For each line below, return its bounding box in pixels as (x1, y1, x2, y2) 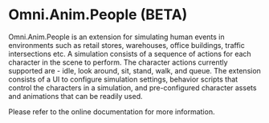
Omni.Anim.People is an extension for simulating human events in (8, 32, 225, 42)
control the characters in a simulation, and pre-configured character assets (8, 82, 257, 93)
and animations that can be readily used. (8, 91, 143, 101)
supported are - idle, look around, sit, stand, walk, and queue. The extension (8, 65, 261, 75)
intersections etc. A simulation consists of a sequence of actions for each (8, 49, 251, 58)
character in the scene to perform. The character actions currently (8, 58, 228, 67)
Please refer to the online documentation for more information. (8, 106, 215, 117)
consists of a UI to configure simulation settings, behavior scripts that (8, 74, 238, 84)
